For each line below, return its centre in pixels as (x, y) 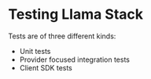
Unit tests (35, 51)
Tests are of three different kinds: (62, 36)
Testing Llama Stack (76, 14)
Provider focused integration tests (74, 59)
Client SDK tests (46, 67)
